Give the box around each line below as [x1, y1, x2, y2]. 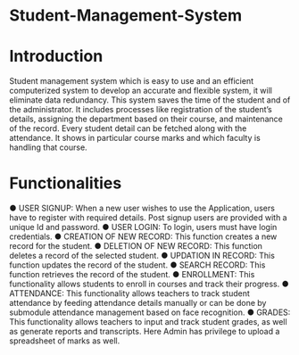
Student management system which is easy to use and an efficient [9, 76, 254, 87]
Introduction [9, 46, 104, 67]
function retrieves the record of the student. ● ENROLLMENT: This [9, 269, 255, 280]
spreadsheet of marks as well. [9, 335, 120, 346]
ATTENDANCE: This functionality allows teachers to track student [9, 288, 250, 299]
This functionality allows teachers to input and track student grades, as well [9, 317, 287, 327]
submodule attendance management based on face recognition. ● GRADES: [9, 307, 291, 318]
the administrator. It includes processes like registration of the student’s [9, 104, 272, 115]
